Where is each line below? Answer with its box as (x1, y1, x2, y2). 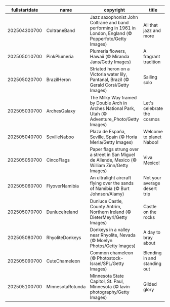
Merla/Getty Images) (90, 139, 133, 145)
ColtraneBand (46, 27, 75, 33)
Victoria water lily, (90, 71, 127, 78)
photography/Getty (90, 289, 130, 295)
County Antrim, (90, 203, 121, 209)
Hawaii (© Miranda (90, 54, 130, 59)
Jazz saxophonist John (90, 14, 138, 20)
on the (143, 209, 157, 215)
